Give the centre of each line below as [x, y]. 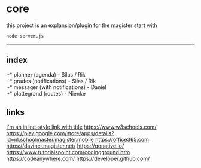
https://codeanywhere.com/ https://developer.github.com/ [78, 158]
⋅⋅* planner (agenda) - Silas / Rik [46, 74]
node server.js [25, 36]
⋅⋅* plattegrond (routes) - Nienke [46, 93]
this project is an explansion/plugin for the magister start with [82, 25]
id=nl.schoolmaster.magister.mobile [50, 139]
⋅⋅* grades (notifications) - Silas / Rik [51, 81]
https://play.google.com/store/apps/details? [60, 133]
